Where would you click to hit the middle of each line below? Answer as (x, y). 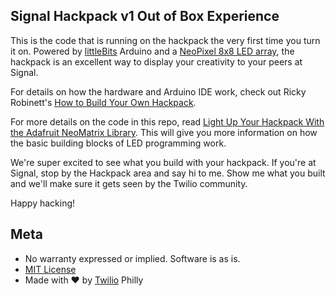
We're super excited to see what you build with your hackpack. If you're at (163, 162)
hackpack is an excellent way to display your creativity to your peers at (156, 61)
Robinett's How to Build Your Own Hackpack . (103, 102)
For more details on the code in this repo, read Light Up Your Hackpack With (167, 121)
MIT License (50, 269)
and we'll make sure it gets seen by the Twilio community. (129, 183)
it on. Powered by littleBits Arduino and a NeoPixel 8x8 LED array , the (152, 51)
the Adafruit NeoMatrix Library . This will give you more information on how (164, 132)
